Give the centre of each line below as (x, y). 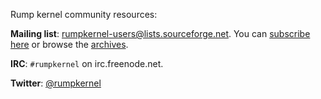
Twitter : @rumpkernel (56, 83)
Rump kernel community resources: (84, 14)
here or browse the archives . (69, 44)
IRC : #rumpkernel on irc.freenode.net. (87, 63)
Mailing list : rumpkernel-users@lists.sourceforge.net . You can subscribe (160, 33)
